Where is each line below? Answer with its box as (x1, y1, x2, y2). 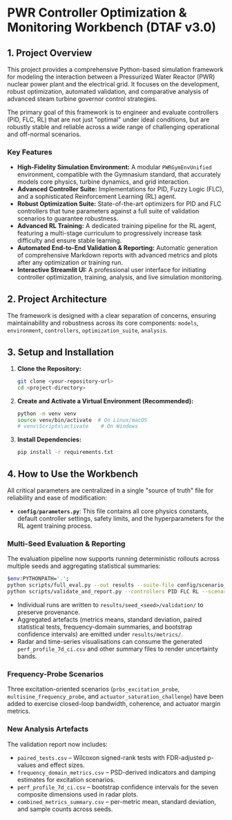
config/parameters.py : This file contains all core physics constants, (17, 506, 209, 515)
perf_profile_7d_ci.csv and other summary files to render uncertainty (17, 645, 219, 653)
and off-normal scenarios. (7, 130, 81, 138)
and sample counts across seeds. (17, 805, 113, 813)
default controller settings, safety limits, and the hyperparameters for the (17, 514, 224, 522)
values (17, 761, 37, 769)
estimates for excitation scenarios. (17, 775, 115, 783)
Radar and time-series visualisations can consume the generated (17, 637, 202, 645)
